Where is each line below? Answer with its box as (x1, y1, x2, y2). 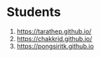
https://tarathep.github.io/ (16, 27, 92, 35)
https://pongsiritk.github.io (16, 42, 94, 50)
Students (6, 4, 61, 20)
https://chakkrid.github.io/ (16, 34, 93, 42)
